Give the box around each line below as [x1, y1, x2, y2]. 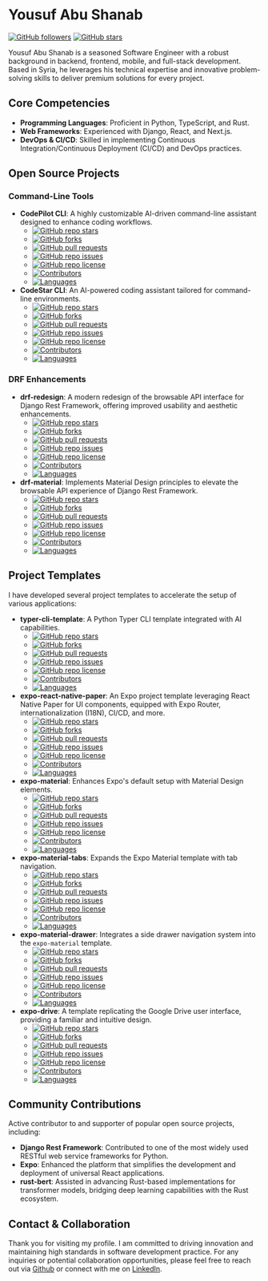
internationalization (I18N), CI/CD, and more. [19, 707, 166, 717]
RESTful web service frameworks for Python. [19, 1151, 169, 1161]
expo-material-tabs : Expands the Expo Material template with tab [19, 853, 238, 862]
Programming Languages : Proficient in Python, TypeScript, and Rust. [19, 118, 250, 128]
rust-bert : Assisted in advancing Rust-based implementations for [19, 1177, 236, 1186]
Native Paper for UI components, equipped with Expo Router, [19, 699, 222, 709]
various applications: [8, 598, 78, 608]
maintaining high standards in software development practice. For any [8, 1247, 239, 1257]
